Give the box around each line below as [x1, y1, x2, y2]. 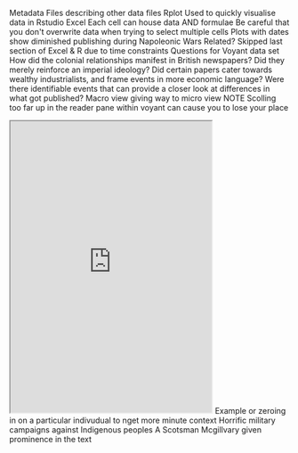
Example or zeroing [214, 406, 286, 416]
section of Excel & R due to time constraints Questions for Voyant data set [9, 45, 280, 56]
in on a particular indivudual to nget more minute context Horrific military [9, 415, 276, 425]
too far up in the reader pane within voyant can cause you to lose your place [9, 103, 289, 112]
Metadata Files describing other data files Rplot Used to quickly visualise [9, 8, 276, 18]
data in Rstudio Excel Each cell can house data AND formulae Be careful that [9, 17, 290, 28]
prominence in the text [9, 434, 92, 444]
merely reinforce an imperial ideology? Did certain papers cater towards [9, 64, 273, 75]
